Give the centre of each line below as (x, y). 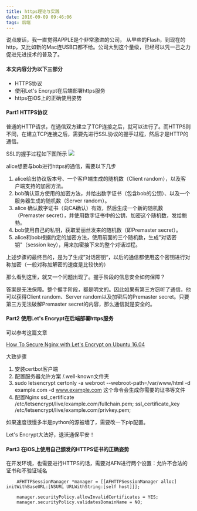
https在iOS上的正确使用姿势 (48, 98)
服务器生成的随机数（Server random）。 (62, 201)
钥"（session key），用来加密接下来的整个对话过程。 (77, 245)
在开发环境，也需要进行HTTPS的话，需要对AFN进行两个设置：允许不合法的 (97, 463)
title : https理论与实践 (33, 11)
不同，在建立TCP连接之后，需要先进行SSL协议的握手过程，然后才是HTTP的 (97, 134)
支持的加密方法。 (45, 186)
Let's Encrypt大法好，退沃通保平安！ (50, 434)
